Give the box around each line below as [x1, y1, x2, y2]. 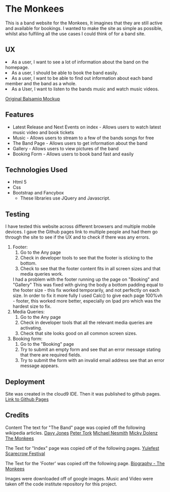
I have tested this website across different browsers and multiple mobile [5, 223, 156, 229]
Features [5, 110, 34, 119]
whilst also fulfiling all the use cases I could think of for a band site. [5, 30, 146, 37]
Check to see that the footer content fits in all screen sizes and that [20, 266, 161, 272]
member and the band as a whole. [5, 80, 77, 86]
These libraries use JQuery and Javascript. [20, 195, 111, 201]
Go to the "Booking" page [20, 341, 75, 347]
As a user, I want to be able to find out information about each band [12, 75, 153, 81]
